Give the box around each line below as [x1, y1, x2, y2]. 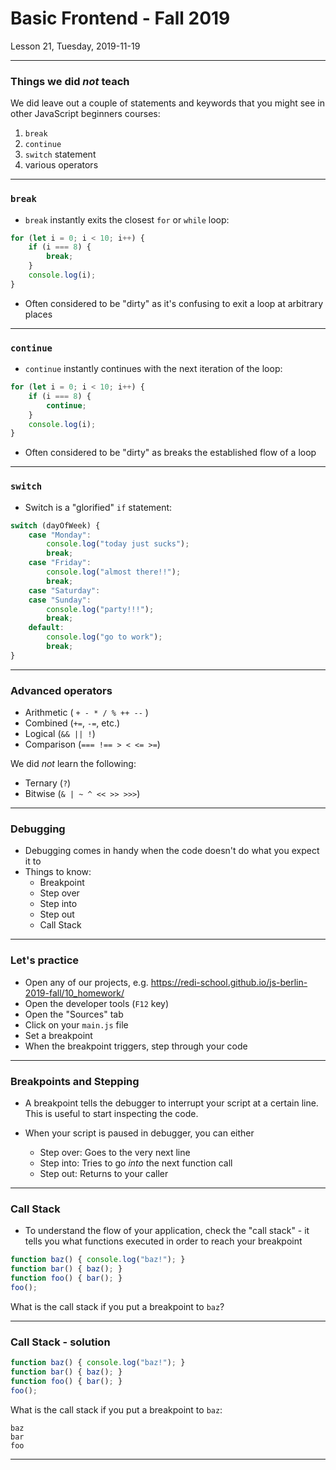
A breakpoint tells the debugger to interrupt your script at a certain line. [24, 1097, 319, 1109]
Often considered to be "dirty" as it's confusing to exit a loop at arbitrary [24, 297, 324, 309]
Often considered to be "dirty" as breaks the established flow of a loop [24, 447, 317, 459]
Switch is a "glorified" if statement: [24, 501, 173, 513]
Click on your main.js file [24, 1018, 129, 1031]
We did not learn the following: [10, 758, 137, 770]
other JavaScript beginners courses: [10, 108, 161, 120]
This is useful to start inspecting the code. [24, 1107, 199, 1119]
